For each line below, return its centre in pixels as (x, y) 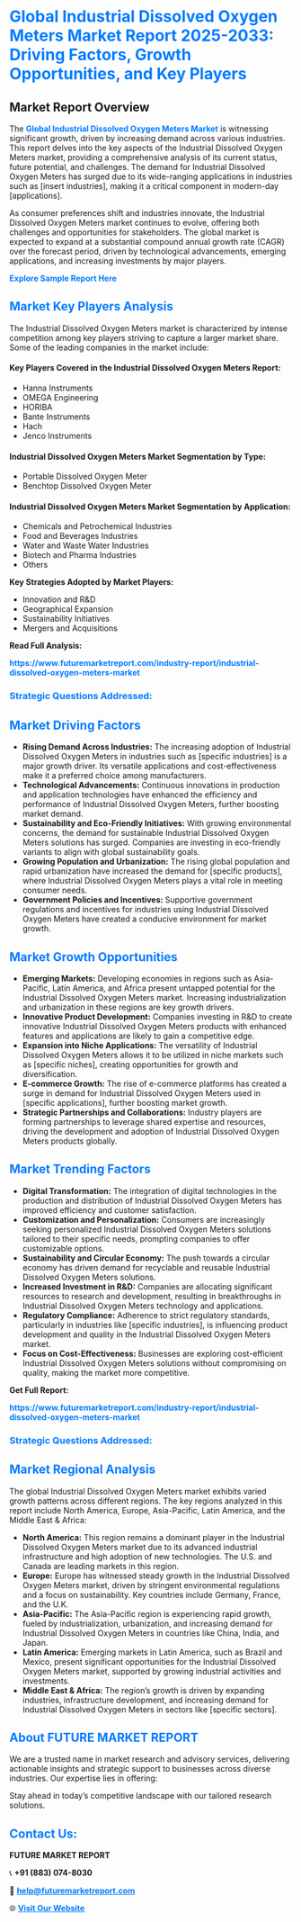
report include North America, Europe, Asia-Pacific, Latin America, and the (147, 1510)
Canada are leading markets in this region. (101, 1566)
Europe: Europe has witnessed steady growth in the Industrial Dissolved (156, 1576)
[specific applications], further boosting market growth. (125, 1102)
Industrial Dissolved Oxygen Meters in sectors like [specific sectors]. (150, 1709)
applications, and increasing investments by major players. (118, 261)
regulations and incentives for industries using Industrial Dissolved (146, 910)
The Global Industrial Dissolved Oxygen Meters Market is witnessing (139, 129)
